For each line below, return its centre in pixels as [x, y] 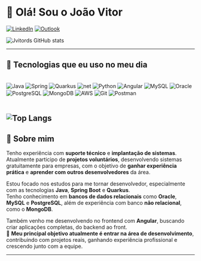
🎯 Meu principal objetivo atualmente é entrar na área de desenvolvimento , [100, 233]
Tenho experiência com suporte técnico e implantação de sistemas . [92, 153]
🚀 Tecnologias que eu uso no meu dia [77, 65]
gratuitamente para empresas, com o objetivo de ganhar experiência [92, 166]
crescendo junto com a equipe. [45, 246]
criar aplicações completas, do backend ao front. [67, 227]
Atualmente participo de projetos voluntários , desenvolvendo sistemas [94, 160]
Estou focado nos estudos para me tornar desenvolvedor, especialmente [96, 184]
